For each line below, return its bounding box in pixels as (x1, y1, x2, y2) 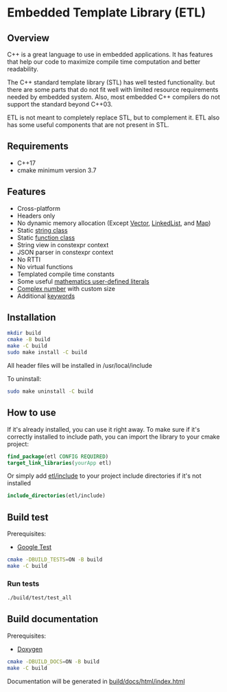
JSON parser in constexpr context (16, 248, 114, 256)
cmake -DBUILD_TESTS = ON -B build (7, 556, 103, 564)
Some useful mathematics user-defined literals (16, 277, 150, 286)
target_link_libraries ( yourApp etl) (7, 459, 112, 466)
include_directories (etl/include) (7, 492, 106, 499)
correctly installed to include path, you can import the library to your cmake (7, 432, 220, 441)
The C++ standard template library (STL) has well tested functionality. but (7, 78, 215, 86)
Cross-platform (16, 204, 60, 212)
